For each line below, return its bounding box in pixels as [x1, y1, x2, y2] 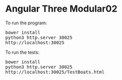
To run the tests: [5, 49, 40, 55]
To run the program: [5, 20, 47, 26]
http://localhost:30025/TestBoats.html [5, 69, 105, 75]
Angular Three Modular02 [5, 3, 118, 15]
